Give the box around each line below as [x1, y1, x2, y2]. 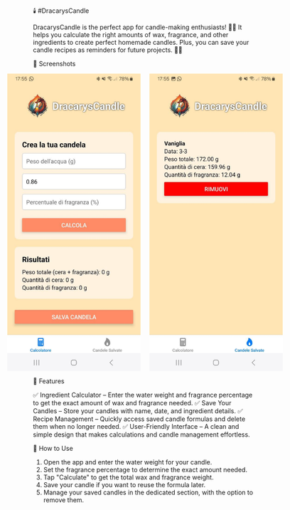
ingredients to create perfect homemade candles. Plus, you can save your [33, 38, 249, 46]
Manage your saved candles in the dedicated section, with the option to [43, 488, 254, 496]
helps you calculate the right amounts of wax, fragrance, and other [33, 31, 229, 38]
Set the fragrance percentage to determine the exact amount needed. [43, 465, 248, 474]
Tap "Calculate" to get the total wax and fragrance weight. [43, 473, 214, 482]
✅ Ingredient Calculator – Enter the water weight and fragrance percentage [33, 390, 253, 399]
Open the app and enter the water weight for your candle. [43, 457, 213, 466]
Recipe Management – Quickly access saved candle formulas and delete [33, 415, 246, 423]
